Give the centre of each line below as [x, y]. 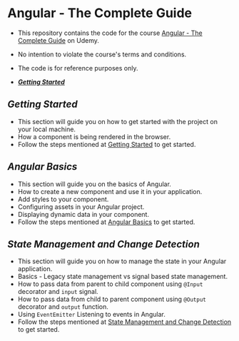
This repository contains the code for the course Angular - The [110, 33]
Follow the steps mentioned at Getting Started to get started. [107, 144]
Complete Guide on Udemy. [59, 40]
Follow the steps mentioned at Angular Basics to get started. [106, 222]
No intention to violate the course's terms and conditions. [102, 54]
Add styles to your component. [63, 199]
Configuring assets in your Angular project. [81, 207]
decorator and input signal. [58, 292]
